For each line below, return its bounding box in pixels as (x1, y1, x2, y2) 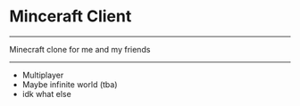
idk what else (21, 88, 71, 99)
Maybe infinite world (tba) (21, 78, 118, 90)
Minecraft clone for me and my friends (9, 44, 151, 54)
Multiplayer (21, 69, 64, 80)
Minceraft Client (9, 6, 132, 27)
